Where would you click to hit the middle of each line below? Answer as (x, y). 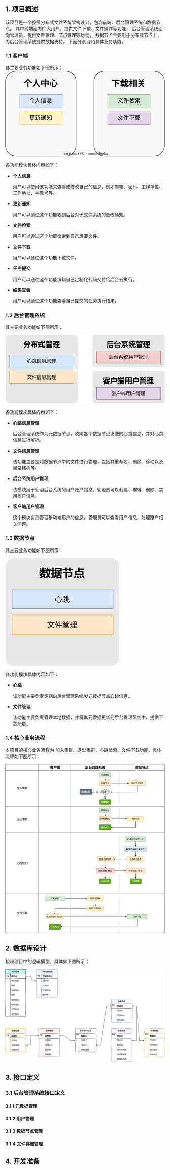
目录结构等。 (26, 468)
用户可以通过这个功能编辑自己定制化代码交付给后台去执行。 (75, 279)
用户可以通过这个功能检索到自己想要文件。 (57, 236)
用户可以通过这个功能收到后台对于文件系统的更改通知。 (70, 215)
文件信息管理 (26, 451)
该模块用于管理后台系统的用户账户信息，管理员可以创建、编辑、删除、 (86, 490)
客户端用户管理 (28, 507)
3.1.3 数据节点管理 (24, 1131)
